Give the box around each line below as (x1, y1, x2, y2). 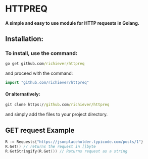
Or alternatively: (5, 91, 40, 97)
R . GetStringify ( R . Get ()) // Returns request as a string (5, 148, 128, 154)
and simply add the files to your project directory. (5, 112, 108, 118)
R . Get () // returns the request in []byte (5, 144, 96, 149)
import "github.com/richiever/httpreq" (5, 80, 89, 85)
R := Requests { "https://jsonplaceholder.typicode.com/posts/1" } (5, 139, 143, 144)
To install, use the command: (5, 50, 78, 57)
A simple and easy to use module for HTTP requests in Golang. (5, 20, 140, 26)
